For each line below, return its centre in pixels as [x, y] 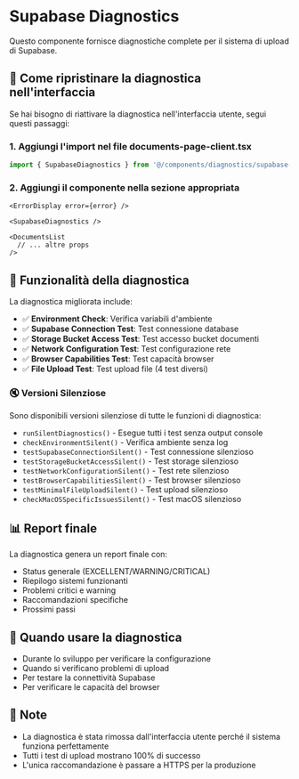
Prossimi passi [48, 609]
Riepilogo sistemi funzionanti [75, 581]
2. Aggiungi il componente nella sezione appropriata [125, 187]
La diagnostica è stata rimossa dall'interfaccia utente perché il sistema [151, 736]
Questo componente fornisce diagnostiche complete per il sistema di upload [149, 41]
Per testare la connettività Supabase [89, 678]
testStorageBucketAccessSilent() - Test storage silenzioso [130, 461]
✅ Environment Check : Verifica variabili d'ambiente [117, 319]
